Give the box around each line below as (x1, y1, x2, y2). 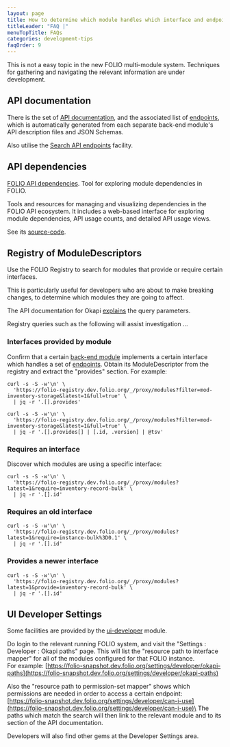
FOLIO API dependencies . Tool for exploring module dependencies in (7, 179, 203, 187)
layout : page (7, 10, 44, 17)
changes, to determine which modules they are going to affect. (7, 293, 185, 302)
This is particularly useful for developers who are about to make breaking (7, 286, 214, 295)
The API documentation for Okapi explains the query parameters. (7, 306, 191, 315)
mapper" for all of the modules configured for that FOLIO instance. (7, 654, 195, 663)
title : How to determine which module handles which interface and (7, 16, 204, 23)
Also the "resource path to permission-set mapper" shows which (7, 683, 190, 691)
